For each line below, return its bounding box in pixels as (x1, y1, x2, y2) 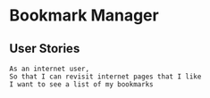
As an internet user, (9, 64, 90, 73)
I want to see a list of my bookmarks (9, 80, 154, 89)
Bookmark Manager (9, 5, 159, 26)
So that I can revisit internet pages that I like (9, 72, 202, 81)
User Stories (9, 41, 80, 56)
